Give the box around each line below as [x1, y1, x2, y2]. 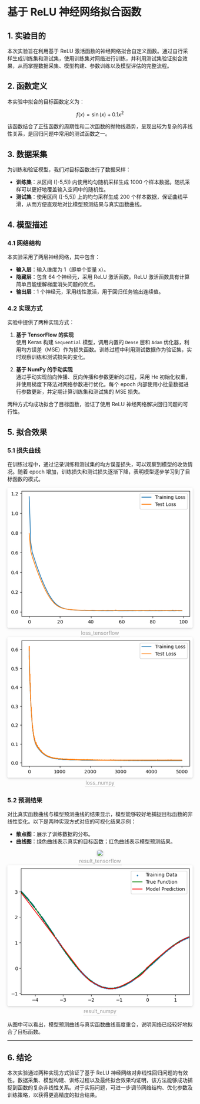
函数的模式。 [12, 475, 44, 482]
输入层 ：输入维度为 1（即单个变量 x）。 [15, 266, 109, 273]
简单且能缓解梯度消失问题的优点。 [15, 280, 99, 288]
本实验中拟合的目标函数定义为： [7, 98, 85, 105]
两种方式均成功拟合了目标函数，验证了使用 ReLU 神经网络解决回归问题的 [7, 401, 184, 408]
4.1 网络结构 [7, 239, 41, 247]
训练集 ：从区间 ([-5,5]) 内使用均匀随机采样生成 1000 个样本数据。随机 [15, 178, 185, 186]
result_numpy [83, 1007, 117, 1014]
